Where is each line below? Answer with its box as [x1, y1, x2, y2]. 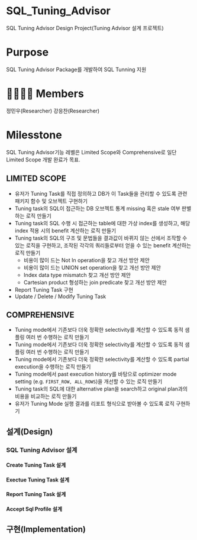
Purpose [6, 46, 49, 59]
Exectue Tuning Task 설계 [6, 476, 70, 483]
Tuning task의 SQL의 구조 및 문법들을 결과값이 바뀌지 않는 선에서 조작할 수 [14, 234, 188, 241]
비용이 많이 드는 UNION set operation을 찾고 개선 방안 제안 [23, 264, 162, 271]
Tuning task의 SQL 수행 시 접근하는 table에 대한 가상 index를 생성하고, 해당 [14, 219, 190, 227]
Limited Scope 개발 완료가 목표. [6, 156, 81, 163]
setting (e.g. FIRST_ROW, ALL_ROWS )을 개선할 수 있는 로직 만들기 [14, 378, 163, 385]
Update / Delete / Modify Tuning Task [14, 293, 106, 300]
